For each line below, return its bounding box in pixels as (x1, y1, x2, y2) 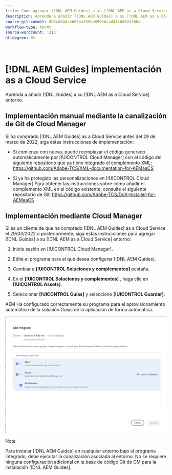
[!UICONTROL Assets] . (12, 281, 62, 287)
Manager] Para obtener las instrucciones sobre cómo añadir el (12, 180, 145, 187)
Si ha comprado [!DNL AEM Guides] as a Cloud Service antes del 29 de (5, 133, 156, 140)
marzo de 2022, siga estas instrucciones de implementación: (5, 138, 134, 145)
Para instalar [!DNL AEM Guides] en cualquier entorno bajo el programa (5, 448, 156, 454)
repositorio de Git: (12, 191, 51, 197)
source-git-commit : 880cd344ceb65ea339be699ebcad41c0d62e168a (5, 19, 141, 24)
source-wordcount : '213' (5, 30, 58, 35)
